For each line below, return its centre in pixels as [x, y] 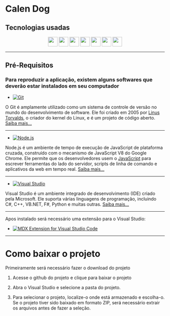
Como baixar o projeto [53, 253]
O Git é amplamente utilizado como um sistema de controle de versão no [81, 107]
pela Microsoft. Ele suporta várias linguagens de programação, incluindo [81, 199]
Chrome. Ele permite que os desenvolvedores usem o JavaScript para [78, 158]
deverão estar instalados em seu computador [62, 86]
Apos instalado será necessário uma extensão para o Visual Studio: [75, 219]
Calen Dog [28, 9]
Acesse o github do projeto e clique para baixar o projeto [72, 278]
